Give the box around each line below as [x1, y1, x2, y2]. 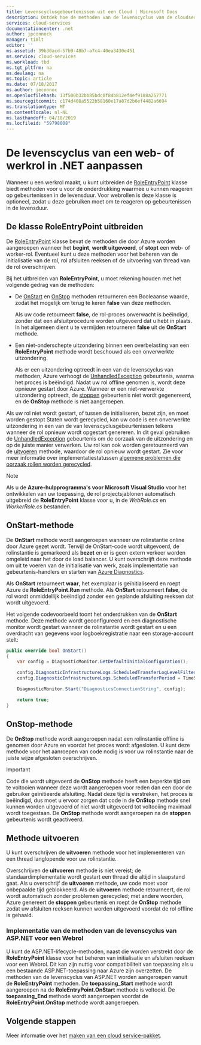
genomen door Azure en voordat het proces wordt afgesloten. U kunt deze [6, 741, 190, 748]
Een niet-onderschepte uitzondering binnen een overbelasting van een [14, 342, 190, 349]
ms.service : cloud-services [6, 53, 77, 59]
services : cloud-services [6, 20, 71, 26]
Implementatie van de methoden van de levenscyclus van [6, 927, 177, 935]
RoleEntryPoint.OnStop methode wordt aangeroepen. [6, 999, 140, 1006]
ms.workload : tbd [6, 59, 50, 65]
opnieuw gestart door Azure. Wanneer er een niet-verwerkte [14, 385, 165, 392]
